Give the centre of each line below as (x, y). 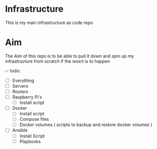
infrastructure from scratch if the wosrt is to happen (58, 61)
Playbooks (30, 141)
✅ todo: (13, 71)
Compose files (34, 119)
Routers (20, 91)
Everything (23, 80)
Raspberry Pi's (27, 97)
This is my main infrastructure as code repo (49, 23)
